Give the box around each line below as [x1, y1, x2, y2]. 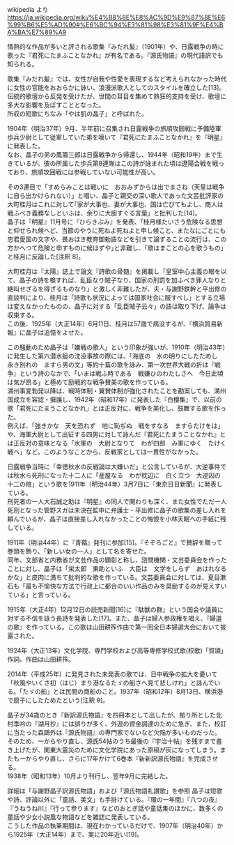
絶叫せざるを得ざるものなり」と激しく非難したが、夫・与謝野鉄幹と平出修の [7, 284, 227, 293]
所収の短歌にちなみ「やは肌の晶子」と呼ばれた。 [7, 109, 148, 118]
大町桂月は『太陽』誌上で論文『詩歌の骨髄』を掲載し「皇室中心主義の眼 [7, 267, 214, 275]
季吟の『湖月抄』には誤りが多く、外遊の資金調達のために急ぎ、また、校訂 [13, 720, 227, 728]
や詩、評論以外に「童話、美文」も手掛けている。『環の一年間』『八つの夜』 [7, 795, 221, 803]
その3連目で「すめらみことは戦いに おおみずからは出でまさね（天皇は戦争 [7, 183, 225, 191]
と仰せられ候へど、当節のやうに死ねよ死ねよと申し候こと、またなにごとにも [7, 227, 226, 234]
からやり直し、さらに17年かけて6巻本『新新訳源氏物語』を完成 [25, 754, 207, 763]
